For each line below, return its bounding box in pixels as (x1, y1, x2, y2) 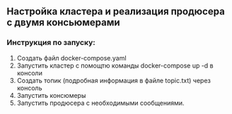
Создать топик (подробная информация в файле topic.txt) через (16, 76, 211, 84)
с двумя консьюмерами (6, 17, 121, 29)
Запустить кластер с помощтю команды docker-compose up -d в (16, 61, 214, 70)
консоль (16, 84, 42, 92)
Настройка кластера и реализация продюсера (6, 6, 226, 18)
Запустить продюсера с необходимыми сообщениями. (16, 99, 185, 107)
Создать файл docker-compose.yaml (16, 53, 127, 62)
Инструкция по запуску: (6, 38, 96, 48)
